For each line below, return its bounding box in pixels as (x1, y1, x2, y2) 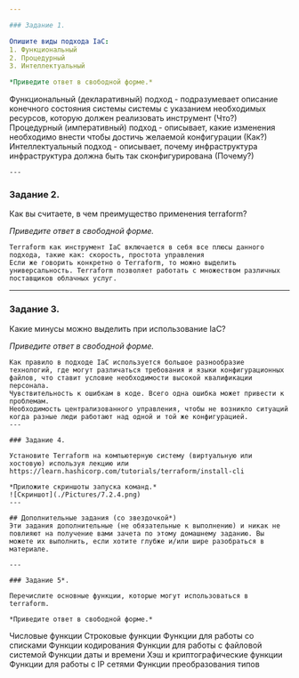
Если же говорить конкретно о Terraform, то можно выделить (9, 259, 238, 268)
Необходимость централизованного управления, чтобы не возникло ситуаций (9, 404, 289, 414)
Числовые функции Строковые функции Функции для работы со (9, 630, 255, 641)
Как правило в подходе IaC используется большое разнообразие (9, 358, 245, 367)
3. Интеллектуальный (9, 61, 86, 71)
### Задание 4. (9, 435, 66, 445)
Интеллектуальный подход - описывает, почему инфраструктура (9, 141, 258, 152)
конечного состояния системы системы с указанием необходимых (9, 103, 267, 114)
